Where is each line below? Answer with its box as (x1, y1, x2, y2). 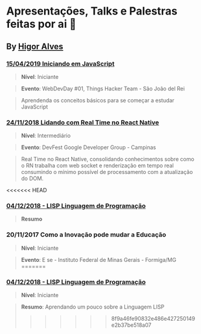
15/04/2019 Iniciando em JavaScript (6, 59, 115, 68)
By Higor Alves (6, 41, 63, 52)
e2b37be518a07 (111, 321, 152, 329)
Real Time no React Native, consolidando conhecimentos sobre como (21, 156, 194, 163)
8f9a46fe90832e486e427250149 (111, 315, 196, 322)
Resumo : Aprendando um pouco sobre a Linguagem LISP (21, 303, 165, 310)
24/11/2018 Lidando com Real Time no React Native (6, 118, 159, 127)
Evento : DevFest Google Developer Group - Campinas (21, 144, 156, 151)
